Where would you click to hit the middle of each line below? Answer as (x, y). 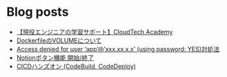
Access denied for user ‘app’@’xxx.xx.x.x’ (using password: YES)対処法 (118, 49)
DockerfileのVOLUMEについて (59, 40)
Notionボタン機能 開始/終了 (55, 57)
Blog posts (38, 12)
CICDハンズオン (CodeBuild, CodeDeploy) (76, 66)
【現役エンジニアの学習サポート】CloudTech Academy (95, 32)
